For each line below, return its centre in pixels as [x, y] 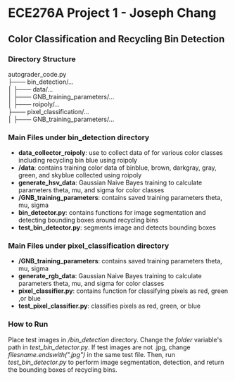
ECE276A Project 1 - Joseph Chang [112, 13]
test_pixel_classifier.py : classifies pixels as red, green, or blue [109, 306]
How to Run [28, 324]
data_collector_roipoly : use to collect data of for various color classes [121, 153]
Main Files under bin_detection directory [79, 137]
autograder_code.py [37, 74]
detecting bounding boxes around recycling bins [88, 220]
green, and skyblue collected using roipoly [80, 175]
